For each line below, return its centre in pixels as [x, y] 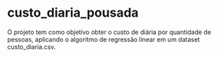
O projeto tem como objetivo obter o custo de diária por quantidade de [109, 32]
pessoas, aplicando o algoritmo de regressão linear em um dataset [104, 39]
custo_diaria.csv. [32, 47]
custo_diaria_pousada [73, 13]
